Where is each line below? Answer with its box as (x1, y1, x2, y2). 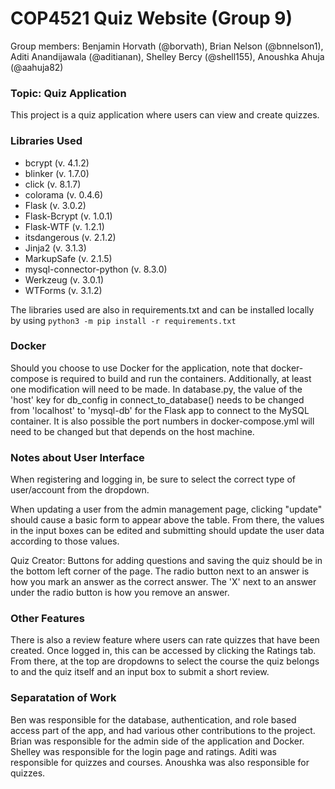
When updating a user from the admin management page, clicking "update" (10, 503, 323, 516)
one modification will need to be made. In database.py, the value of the (10, 383, 303, 395)
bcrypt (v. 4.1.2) (24, 157, 90, 169)
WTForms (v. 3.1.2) (24, 284, 103, 296)
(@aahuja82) (10, 61, 64, 73)
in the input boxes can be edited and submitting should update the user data (10, 525, 325, 537)
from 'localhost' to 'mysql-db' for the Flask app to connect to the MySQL (10, 404, 310, 416)
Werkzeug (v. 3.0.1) (24, 273, 105, 286)
